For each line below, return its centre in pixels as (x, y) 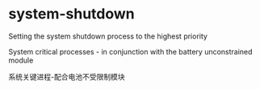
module (21, 60)
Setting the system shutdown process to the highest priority (108, 36)
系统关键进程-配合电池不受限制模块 (67, 76)
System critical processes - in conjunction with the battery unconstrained (130, 51)
